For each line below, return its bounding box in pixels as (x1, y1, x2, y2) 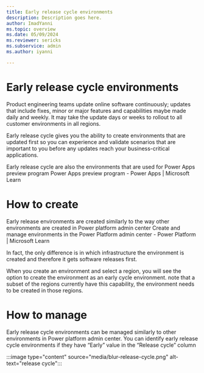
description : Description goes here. (6, 15, 102, 21)
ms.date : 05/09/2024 (6, 32, 59, 38)
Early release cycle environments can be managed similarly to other (6, 328, 177, 336)
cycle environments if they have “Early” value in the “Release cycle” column (6, 341, 196, 349)
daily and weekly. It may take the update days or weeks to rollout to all (6, 114, 183, 121)
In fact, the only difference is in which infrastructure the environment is (6, 248, 185, 256)
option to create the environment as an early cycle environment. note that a (6, 273, 195, 281)
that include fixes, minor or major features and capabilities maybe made (6, 107, 187, 114)
